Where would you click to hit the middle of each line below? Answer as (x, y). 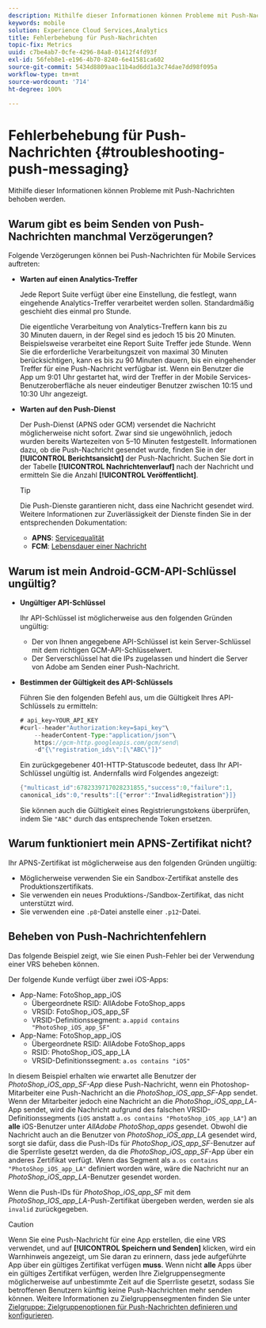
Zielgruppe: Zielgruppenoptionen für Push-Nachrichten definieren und (123, 1307)
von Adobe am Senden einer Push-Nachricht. (106, 666)
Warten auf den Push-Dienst (68, 409)
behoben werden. (37, 199)
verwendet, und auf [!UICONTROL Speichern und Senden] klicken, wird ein (132, 1248)
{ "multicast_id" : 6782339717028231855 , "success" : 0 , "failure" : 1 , (126, 788)
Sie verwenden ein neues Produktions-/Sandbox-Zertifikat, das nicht (131, 894)
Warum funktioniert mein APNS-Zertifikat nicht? (130, 844)
